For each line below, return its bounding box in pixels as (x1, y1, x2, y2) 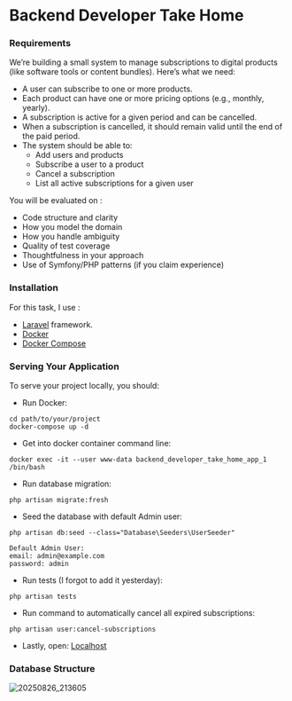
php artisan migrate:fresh (9, 496, 109, 505)
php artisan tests (9, 592, 77, 602)
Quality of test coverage (21, 240, 111, 251)
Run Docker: (21, 398, 68, 408)
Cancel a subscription (35, 169, 115, 179)
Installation (9, 281, 59, 294)
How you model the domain (21, 222, 123, 232)
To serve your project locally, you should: (9, 381, 159, 391)
